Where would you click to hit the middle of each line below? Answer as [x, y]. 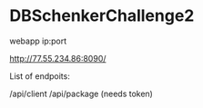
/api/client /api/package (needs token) [81, 93]
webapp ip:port [38, 41]
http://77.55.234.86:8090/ [58, 58]
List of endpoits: [40, 76]
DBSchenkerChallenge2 [102, 16]
